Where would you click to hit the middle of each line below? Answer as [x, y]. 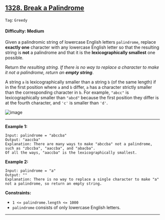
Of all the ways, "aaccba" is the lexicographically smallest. [71, 153]
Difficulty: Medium [25, 31]
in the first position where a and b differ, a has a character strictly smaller [79, 87]
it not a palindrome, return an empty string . [49, 73]
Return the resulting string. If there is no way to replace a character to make [82, 67]
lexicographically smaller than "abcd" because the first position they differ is [82, 98]
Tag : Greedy [16, 20]
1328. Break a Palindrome [45, 8]
